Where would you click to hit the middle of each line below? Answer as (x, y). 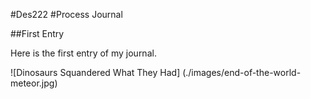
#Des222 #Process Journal (66, 14)
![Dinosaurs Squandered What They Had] (95, 72)
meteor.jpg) (34, 83)
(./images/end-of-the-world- (242, 72)
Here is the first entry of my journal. (83, 53)
